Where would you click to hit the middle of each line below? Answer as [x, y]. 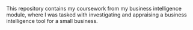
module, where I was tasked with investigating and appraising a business [97, 15]
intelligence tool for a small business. [52, 21]
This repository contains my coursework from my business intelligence [94, 9]
